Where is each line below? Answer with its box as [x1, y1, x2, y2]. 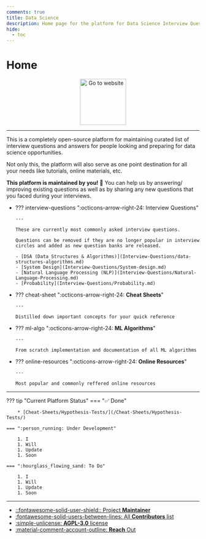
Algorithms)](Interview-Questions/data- [86, 254, 191, 260]
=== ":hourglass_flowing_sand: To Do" [6, 463, 105, 470]
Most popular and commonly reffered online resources [15, 381, 156, 387]
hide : [6, 26, 20, 33]
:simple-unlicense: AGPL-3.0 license [15, 519, 109, 527]
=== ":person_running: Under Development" [6, 425, 116, 432]
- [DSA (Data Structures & [15, 254, 85, 260]
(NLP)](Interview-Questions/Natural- [100, 269, 197, 276]
